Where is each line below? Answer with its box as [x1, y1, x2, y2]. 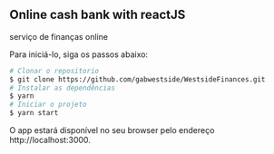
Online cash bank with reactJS [9, 7, 186, 23]
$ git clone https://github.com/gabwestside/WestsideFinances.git [9, 74, 266, 84]
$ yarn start [9, 109, 59, 118]
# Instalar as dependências [9, 83, 116, 92]
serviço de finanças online [9, 31, 109, 42]
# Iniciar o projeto [9, 100, 88, 110]
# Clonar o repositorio [9, 66, 100, 75]
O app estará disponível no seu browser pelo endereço [9, 125, 215, 136]
